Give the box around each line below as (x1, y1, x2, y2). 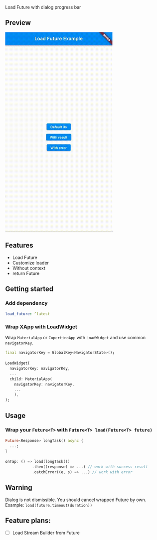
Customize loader (12, 260, 49, 266)
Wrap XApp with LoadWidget (5, 323, 77, 330)
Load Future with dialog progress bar (5, 4, 81, 10)
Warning (5, 483, 32, 492)
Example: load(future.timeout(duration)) (5, 502, 93, 508)
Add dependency (5, 299, 48, 306)
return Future (12, 270, 40, 276)
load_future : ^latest (5, 311, 50, 317)
